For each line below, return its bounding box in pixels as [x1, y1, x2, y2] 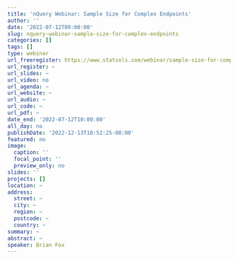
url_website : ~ [7, 89, 52, 97]
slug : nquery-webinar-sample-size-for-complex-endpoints [7, 30, 179, 38]
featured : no [7, 136, 46, 143]
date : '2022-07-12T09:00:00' [7, 23, 93, 31]
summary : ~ [7, 228, 40, 235]
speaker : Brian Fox [7, 241, 65, 248]
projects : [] [7, 175, 46, 182]
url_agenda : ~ [7, 83, 50, 90]
